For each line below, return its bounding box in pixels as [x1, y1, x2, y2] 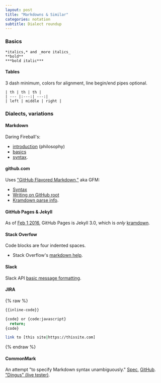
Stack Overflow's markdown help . [12, 252, 83, 258]
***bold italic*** [5, 58, 44, 63]
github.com [5, 165, 30, 171]
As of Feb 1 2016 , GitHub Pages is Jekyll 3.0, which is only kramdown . [5, 220, 150, 226]
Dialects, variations [5, 110, 54, 117]
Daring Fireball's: [5, 134, 41, 140]
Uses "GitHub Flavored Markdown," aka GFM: [5, 177, 100, 183]
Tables [5, 69, 20, 75]
